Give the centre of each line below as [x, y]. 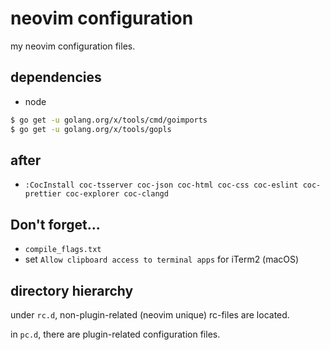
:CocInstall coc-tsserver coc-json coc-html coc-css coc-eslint [161, 185]
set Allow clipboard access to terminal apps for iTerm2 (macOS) [162, 259]
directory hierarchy [72, 290]
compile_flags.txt [63, 250]
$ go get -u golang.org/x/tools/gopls [91, 129]
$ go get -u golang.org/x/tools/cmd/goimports [109, 120]
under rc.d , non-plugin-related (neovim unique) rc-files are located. [150, 314]
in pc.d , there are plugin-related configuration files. [115, 334]
